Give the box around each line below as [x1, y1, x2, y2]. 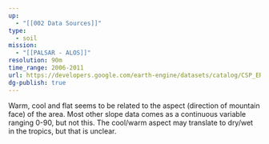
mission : [8, 42, 38, 50]
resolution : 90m [8, 57, 62, 65]
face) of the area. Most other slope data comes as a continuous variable [8, 109, 247, 118]
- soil [15, 34, 38, 42]
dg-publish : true [8, 78, 66, 86]
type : [8, 26, 26, 34]
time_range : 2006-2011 [8, 64, 84, 72]
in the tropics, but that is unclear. [8, 126, 117, 136]
